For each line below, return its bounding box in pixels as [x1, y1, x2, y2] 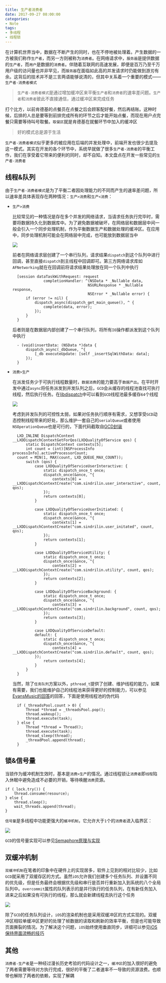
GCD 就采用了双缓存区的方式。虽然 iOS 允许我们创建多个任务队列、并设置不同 [5, 874, 157, 880]
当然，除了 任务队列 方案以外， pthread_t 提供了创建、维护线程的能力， [12, 681, 151, 687]
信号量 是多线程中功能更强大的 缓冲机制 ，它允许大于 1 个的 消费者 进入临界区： [5, 817, 153, 824]
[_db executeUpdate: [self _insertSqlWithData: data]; [34, 351, 150, 356]
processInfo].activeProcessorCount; [12, 451, 88, 456]
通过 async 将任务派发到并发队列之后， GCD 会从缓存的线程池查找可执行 [21, 385, 161, 391]
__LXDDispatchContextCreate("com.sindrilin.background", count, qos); [12, 607, 161, 611]
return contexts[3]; [43, 615, 86, 620]
